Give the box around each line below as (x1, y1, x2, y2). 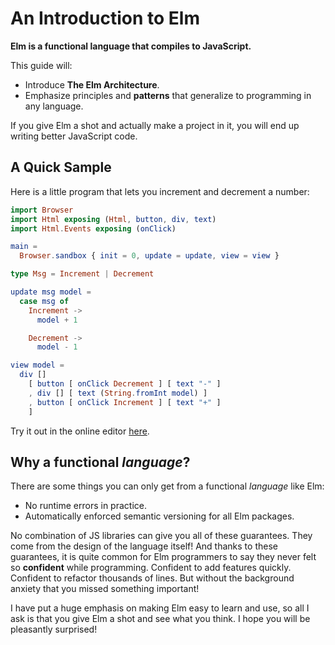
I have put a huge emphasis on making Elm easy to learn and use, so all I (10, 602, 310, 614)
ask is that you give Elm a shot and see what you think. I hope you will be (10, 613, 311, 625)
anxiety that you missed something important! (10, 583, 200, 595)
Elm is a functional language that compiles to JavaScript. (10, 40, 252, 52)
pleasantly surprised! (10, 623, 98, 636)
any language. (24, 100, 84, 112)
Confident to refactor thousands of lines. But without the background (10, 572, 295, 584)
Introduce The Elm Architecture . (24, 78, 160, 91)
